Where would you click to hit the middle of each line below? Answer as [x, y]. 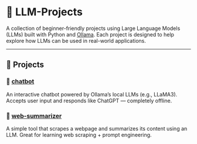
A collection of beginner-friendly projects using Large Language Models [93, 28]
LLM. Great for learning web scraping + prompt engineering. [79, 135]
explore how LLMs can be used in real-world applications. [76, 41]
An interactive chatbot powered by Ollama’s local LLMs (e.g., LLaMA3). [92, 94]
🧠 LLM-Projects [45, 12]
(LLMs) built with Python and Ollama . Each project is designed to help [90, 34]
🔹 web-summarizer [34, 116]
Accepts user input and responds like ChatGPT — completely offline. [89, 101]
